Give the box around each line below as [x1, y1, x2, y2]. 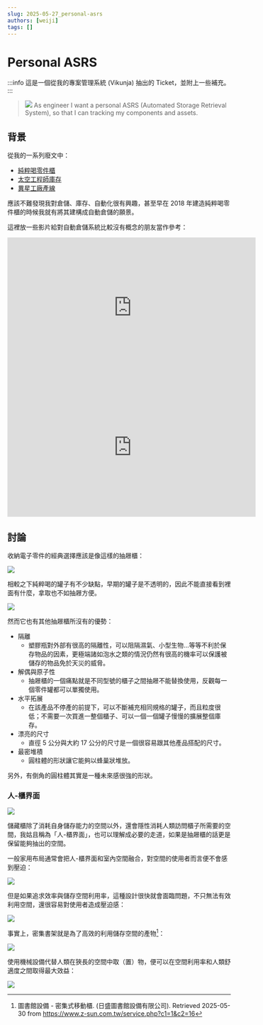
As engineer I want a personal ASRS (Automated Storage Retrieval [33, 101, 227, 110]
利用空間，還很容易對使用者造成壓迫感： [7, 900, 125, 909]
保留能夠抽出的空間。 [7, 839, 69, 848]
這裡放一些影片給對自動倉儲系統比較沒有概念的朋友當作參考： [7, 223, 188, 231]
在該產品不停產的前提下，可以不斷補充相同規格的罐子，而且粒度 [28, 703, 215, 711]
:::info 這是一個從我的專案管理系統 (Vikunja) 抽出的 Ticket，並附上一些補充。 [7, 79, 230, 87]
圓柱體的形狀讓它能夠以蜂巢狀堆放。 [28, 756, 135, 765]
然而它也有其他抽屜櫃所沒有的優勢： [7, 616, 113, 625]
